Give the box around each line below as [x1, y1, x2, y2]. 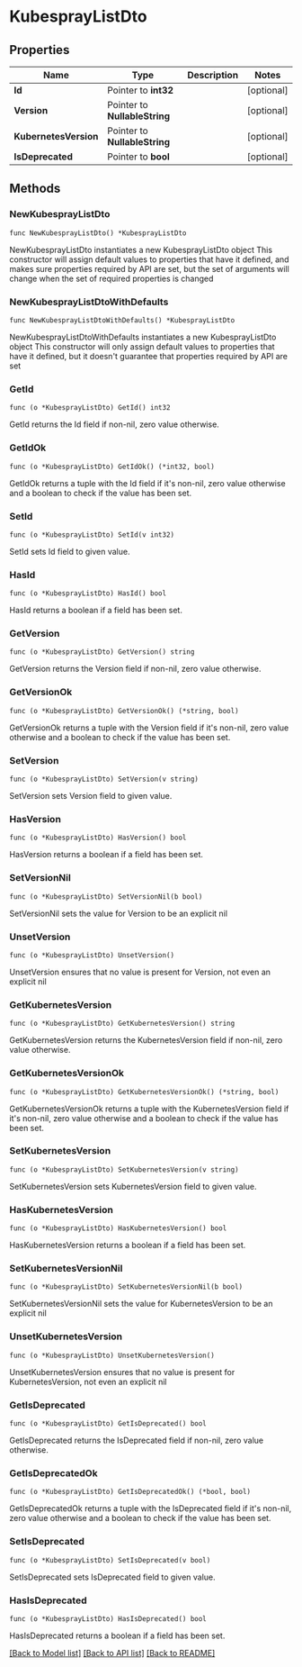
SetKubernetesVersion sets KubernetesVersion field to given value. [9, 1181, 257, 1191]
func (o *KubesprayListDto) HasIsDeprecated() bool [9, 1614, 207, 1623]
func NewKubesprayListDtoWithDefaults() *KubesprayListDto [9, 315, 235, 325]
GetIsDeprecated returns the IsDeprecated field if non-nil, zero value [9, 1435, 263, 1446]
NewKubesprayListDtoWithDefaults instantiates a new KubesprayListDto [9, 331, 277, 342]
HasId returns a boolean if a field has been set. [9, 605, 182, 616]
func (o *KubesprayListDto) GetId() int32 [9, 403, 171, 412]
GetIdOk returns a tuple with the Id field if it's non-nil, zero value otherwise [9, 477, 286, 488]
